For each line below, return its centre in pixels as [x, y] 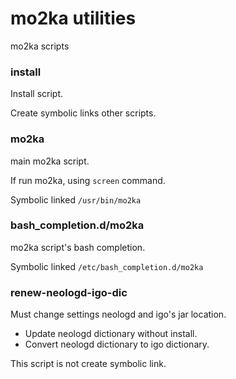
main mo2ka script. [50, 161]
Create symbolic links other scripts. [83, 113]
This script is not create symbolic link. [88, 364]
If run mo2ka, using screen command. [88, 180]
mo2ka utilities [73, 18]
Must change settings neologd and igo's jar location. [118, 314]
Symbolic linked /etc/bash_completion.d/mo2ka [107, 266]
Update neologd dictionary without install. [111, 334]
